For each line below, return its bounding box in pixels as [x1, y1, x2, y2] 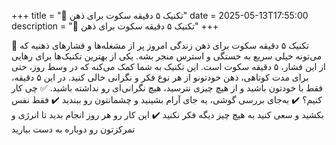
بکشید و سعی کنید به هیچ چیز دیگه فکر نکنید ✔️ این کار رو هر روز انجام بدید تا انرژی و [11, 109, 324, 120]
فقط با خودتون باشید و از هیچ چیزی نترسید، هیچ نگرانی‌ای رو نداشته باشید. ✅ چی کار [11, 82, 324, 94]
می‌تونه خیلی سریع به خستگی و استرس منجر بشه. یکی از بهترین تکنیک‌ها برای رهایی [11, 50, 323, 62]
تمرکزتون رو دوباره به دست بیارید [11, 123, 136, 135]
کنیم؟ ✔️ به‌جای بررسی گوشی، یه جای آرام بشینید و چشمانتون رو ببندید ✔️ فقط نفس [11, 94, 323, 105]
